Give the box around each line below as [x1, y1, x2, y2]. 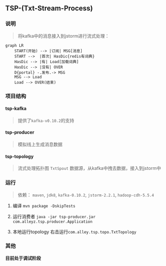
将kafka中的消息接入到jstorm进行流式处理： [17, 33, 110, 39]
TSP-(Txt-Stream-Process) [5, 4, 93, 13]
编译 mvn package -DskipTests [12, 202, 76, 209]
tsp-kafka [5, 105, 27, 111]
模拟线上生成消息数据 [17, 141, 62, 147]
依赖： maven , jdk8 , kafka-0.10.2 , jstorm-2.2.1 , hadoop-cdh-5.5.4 [17, 192, 154, 198]
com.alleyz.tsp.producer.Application [12, 219, 93, 224]
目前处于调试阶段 [5, 255, 41, 261]
